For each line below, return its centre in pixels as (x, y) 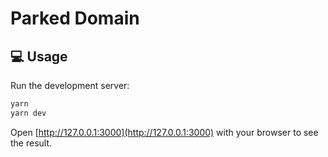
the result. (31, 143)
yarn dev (28, 113)
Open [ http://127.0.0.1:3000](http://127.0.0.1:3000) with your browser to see (164, 132)
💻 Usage (39, 56)
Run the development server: (70, 85)
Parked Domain (75, 18)
